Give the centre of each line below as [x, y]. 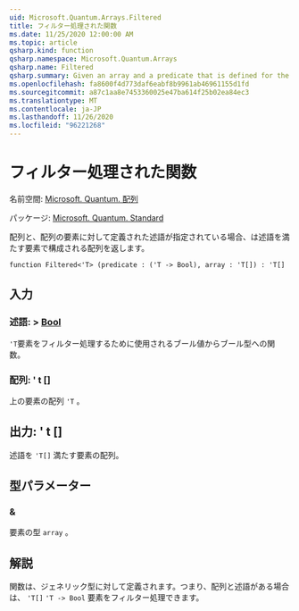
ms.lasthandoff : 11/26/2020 [62, 117]
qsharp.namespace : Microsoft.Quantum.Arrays [93, 59]
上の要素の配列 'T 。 [47, 401]
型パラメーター [50, 486]
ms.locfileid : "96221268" [57, 126]
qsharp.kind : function [51, 51]
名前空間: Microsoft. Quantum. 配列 [74, 198]
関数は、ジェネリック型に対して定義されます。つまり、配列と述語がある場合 [149, 587]
